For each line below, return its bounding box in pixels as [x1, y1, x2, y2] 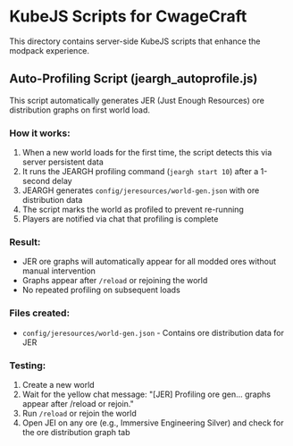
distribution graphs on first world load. [9, 105, 150, 115]
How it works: [9, 127, 71, 139]
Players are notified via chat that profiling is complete [21, 214, 219, 224]
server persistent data [21, 156, 105, 167]
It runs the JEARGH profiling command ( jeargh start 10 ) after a [21, 166, 259, 177]
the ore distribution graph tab [21, 426, 131, 437]
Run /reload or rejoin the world [21, 408, 137, 418]
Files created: [9, 307, 70, 319]
